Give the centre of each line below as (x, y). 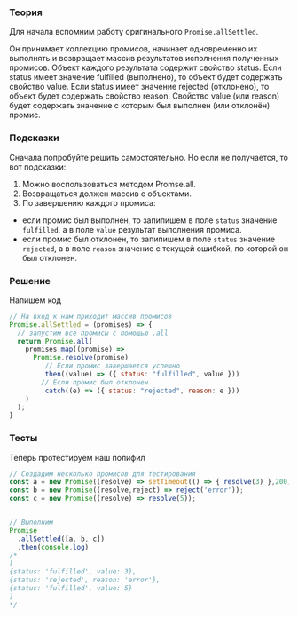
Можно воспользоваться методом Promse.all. (109, 184)
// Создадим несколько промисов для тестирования (103, 474)
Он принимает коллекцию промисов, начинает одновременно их (133, 49)
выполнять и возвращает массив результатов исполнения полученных (144, 59)
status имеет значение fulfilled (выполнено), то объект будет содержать (146, 77)
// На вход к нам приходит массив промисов (91, 316)
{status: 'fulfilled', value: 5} (71, 589)
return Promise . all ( (55, 341)
